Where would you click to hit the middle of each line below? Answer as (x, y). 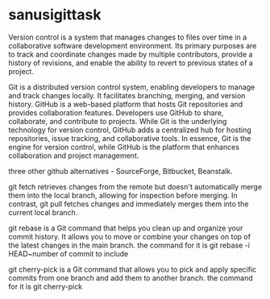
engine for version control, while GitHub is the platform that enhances (124, 147)
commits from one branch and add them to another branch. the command (131, 278)
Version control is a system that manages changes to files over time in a (128, 37)
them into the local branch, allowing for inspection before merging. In (123, 195)
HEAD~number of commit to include (69, 253)
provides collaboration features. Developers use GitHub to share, (116, 112)
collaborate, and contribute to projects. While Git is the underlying (118, 121)
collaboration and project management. (74, 156)
